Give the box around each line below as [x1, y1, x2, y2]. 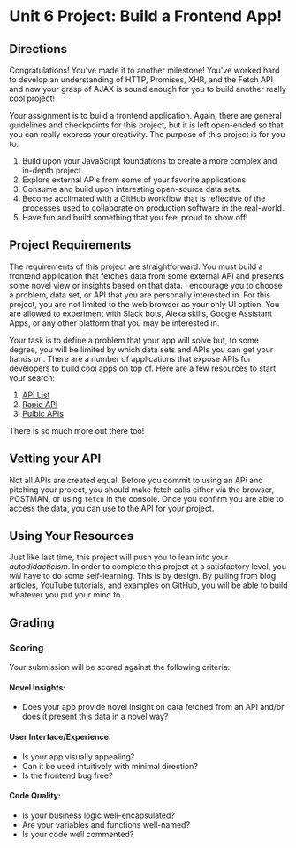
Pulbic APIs [21, 408, 65, 419]
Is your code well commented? [21, 829, 134, 839]
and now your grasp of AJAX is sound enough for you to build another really [9, 84, 287, 94]
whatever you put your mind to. [9, 590, 124, 600]
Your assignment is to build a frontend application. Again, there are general [9, 111, 283, 120]
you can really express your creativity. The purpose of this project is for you [9, 129, 285, 139]
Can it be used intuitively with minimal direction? [21, 760, 199, 771]
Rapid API [21, 398, 58, 409]
